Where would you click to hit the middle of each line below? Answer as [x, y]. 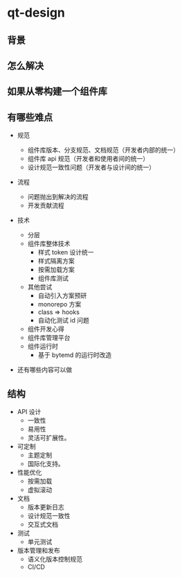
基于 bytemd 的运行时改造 [75, 355]
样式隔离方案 [56, 261]
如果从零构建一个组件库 [57, 92]
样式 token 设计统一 [66, 252]
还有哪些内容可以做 [45, 370]
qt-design [36, 13]
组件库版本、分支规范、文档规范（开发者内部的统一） [103, 150]
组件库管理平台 [49, 338]
